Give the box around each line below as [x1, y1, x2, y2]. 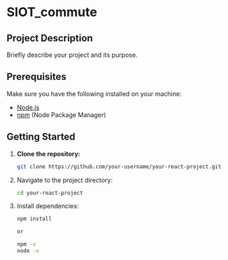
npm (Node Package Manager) [16, 110, 107, 119]
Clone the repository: [16, 149, 81, 158]
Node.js [16, 103, 40, 111]
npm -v [16, 241, 36, 248]
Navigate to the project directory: [16, 176, 113, 184]
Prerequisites [6, 71, 67, 83]
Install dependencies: [16, 202, 79, 210]
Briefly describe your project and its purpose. [6, 50, 138, 59]
